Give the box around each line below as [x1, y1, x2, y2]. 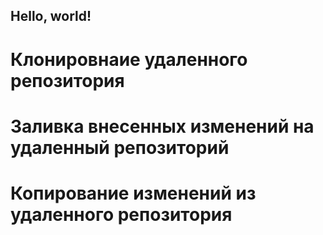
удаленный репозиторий [10, 136, 230, 159]
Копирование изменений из [10, 182, 257, 204]
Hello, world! [10, 8, 92, 25]
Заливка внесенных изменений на [10, 115, 315, 138]
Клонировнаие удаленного [10, 48, 248, 71]
